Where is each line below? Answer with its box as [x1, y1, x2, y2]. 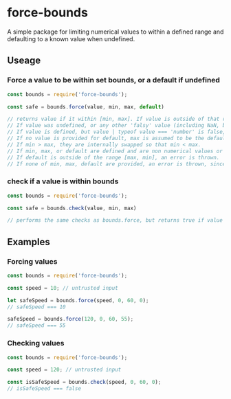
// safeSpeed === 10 [7, 304, 67, 310]
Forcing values [7, 256, 58, 266]
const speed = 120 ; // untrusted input [7, 366, 122, 374]
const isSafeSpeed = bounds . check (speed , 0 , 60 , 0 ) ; [7, 379, 162, 386]
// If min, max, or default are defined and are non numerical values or [7, 148, 223, 155]
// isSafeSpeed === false [7, 385, 81, 392]
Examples [7, 236, 50, 248]
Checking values [7, 339, 65, 348]
